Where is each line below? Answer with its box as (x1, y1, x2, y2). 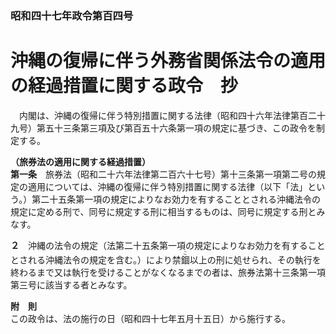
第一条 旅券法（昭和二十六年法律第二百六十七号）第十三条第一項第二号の (10, 168, 317, 180)
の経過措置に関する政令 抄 (10, 75, 239, 97)
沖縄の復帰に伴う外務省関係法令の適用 (10, 50, 327, 72)
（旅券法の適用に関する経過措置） (10, 155, 151, 167)
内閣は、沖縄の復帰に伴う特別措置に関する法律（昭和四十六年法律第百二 (18, 109, 317, 121)
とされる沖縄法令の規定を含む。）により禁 (10, 253, 182, 266)
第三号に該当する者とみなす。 (10, 278, 133, 291)
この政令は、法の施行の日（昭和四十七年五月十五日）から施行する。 (10, 312, 291, 324)
